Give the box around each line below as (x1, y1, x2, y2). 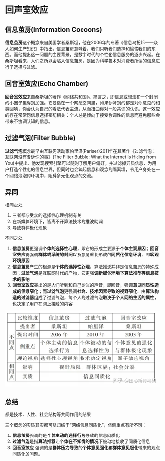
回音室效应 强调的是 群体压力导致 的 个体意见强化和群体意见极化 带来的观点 (12, 445, 160, 451)
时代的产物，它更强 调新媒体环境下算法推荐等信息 (55, 270, 155, 276)
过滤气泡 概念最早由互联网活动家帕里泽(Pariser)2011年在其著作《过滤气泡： (5, 148, 156, 154)
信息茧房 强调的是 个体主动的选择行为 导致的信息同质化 (12, 433, 120, 438)
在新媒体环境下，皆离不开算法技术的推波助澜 (12, 219, 103, 225)
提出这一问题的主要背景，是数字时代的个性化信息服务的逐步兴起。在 (22, 52, 160, 57)
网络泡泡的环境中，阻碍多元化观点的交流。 (9, 172, 96, 178)
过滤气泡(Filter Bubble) (5, 134, 76, 142)
